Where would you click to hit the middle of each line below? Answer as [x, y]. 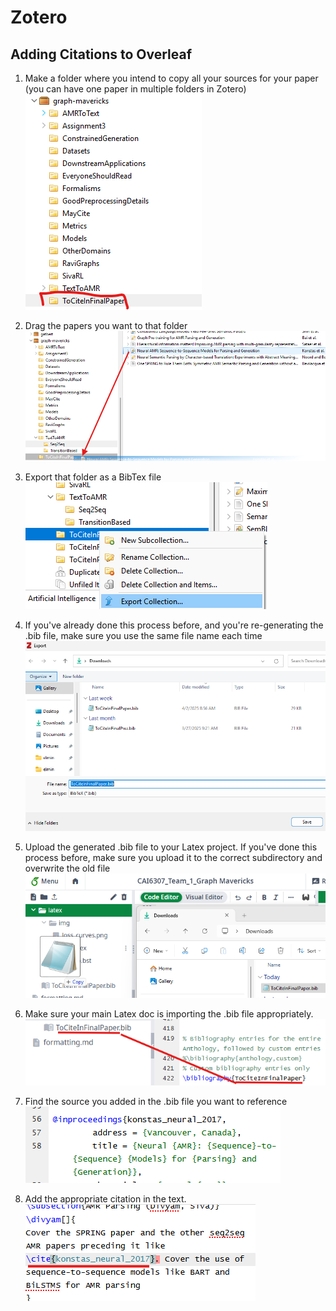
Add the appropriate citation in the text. [105, 1198]
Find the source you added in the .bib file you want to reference [156, 1101]
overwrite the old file [67, 868]
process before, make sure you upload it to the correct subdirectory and [173, 857]
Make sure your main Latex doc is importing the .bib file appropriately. [169, 1013]
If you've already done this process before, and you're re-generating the [174, 625]
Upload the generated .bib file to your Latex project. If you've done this [171, 847]
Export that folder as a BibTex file [93, 477]
